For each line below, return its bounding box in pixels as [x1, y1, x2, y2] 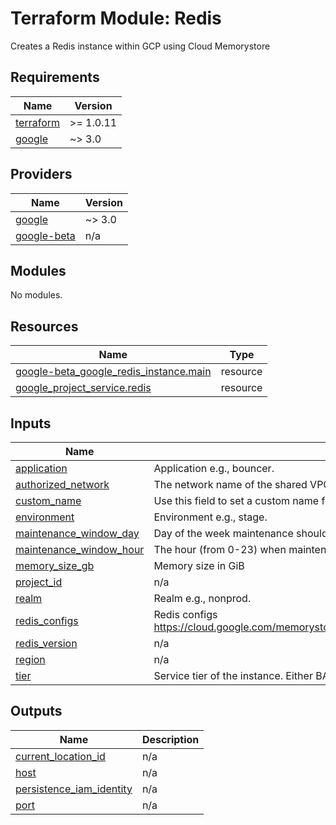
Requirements [10, 69, 100, 86]
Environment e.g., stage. [153, 510, 268, 524]
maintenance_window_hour [15, 543, 145, 556]
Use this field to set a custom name [153, 494, 320, 507]
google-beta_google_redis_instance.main [15, 365, 212, 379]
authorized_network [15, 478, 110, 491]
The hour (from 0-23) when [153, 543, 287, 556]
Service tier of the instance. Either [153, 669, 313, 682]
